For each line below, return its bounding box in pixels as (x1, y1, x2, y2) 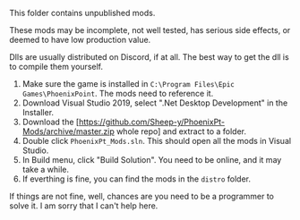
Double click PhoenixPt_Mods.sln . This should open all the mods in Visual (21, 136, 292, 146)
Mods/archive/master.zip (21, 126, 115, 137)
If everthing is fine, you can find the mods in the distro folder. (21, 173, 252, 184)
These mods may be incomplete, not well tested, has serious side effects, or (9, 25, 291, 35)
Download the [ (21, 116, 80, 127)
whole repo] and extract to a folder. (116, 126, 247, 137)
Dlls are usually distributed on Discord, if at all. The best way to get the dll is (9, 52, 289, 62)
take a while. (21, 165, 70, 174)
